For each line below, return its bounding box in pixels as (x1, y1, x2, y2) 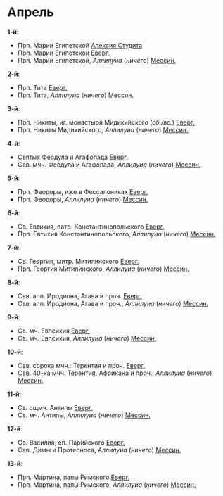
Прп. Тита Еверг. (17, 83, 68, 91)
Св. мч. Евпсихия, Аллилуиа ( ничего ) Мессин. (17, 333, 157, 342)
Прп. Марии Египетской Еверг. (17, 49, 110, 57)
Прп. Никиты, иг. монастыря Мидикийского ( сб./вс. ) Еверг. (17, 117, 196, 127)
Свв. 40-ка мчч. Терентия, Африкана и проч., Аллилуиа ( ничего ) (17, 369, 212, 377)
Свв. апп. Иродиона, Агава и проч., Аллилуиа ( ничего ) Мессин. (17, 299, 209, 307)
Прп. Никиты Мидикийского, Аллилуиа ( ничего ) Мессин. (17, 125, 189, 134)
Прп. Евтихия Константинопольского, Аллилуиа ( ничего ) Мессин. (17, 229, 216, 238)
